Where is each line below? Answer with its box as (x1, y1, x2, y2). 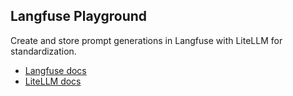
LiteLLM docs (24, 75, 82, 87)
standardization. (10, 45, 77, 57)
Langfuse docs (24, 64, 87, 76)
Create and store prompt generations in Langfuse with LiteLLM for (10, 34, 283, 46)
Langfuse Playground (10, 8, 148, 25)
